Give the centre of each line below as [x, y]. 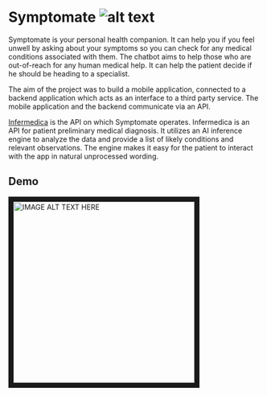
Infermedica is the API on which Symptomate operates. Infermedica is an [129, 122]
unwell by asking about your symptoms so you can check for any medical [130, 47]
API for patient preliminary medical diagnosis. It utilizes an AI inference [125, 130]
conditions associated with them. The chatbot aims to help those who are [130, 56]
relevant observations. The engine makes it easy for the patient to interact [131, 147]
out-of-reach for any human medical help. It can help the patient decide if [130, 65]
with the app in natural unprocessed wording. [84, 156]
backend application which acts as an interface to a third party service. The [133, 97]
